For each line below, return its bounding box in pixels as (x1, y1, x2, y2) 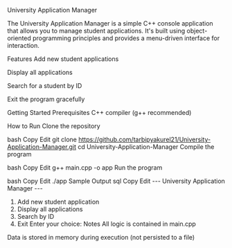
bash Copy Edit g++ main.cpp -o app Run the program (7, 163, 163, 172)
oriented (7, 34, 31, 42)
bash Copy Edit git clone (7, 135, 78, 143)
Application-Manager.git (7, 143, 77, 151)
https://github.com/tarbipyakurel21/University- (78, 135, 211, 143)
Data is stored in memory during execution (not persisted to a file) (7, 233, 195, 241)
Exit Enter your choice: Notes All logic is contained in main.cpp (17, 220, 196, 228)
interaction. (7, 42, 40, 49)
